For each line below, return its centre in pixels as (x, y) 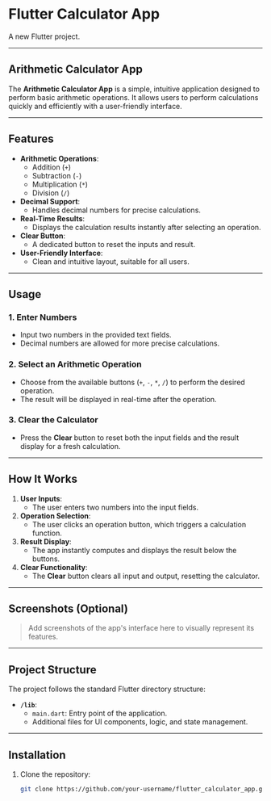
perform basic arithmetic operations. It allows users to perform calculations (133, 97)
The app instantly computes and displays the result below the (134, 550)
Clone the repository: (55, 774)
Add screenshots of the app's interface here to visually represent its (141, 628)
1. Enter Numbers (43, 317)
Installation (37, 755)
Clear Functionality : (54, 567)
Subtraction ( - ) (57, 175)
